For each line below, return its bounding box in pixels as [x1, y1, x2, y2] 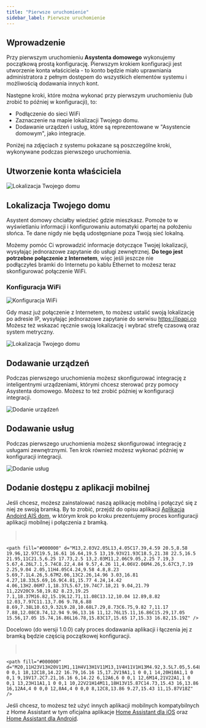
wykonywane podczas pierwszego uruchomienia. [6, 148, 132, 155]
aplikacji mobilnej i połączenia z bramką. [6, 519, 109, 526]
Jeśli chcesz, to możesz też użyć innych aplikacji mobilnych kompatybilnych [6, 702, 199, 709]
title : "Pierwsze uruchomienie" [6, 9, 89, 15]
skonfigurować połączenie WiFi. [6, 267, 87, 275]
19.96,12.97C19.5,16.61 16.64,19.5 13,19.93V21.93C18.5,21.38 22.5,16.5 [6, 550, 196, 557]
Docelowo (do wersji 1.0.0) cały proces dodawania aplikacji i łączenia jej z [6, 625, 193, 633]
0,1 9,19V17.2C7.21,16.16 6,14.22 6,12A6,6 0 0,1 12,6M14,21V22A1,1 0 [6, 675, 191, 681]
